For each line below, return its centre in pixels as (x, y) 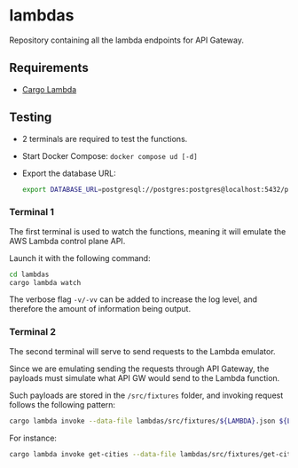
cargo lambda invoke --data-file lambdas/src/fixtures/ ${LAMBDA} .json (142, 421)
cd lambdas (29, 274)
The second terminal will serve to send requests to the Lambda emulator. (143, 351)
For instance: (33, 438)
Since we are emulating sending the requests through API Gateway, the (139, 369)
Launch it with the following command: (80, 258)
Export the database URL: (69, 173)
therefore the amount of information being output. (100, 309)
